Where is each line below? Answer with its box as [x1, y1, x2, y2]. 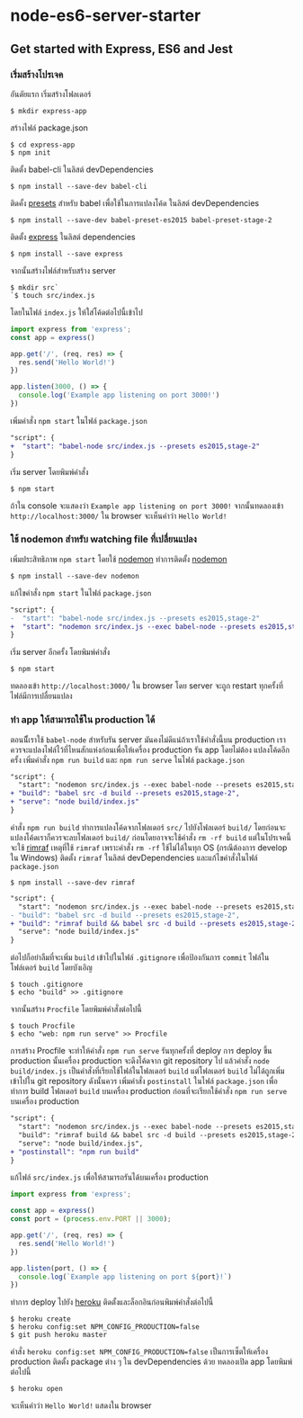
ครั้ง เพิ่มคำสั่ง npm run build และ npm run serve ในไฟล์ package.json [10, 754, 245, 765]
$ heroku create [10, 1315, 71, 1324]
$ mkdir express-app [10, 106, 88, 115]
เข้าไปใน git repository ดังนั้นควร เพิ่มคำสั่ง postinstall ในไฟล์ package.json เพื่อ [10, 1076, 278, 1087]
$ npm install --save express [10, 249, 124, 258]
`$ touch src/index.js [10, 291, 95, 300]
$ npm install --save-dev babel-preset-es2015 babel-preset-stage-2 [10, 215, 272, 225]
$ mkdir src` [10, 283, 59, 292]
